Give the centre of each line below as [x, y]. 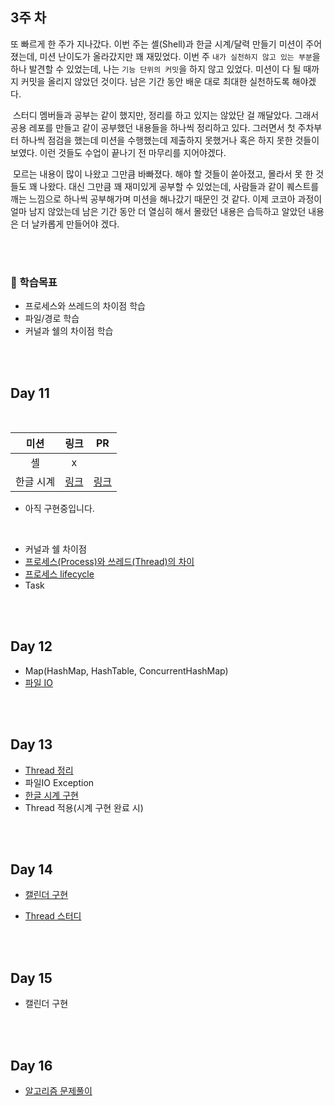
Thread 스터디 [53, 916]
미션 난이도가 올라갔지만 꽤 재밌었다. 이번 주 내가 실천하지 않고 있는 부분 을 [180, 56]
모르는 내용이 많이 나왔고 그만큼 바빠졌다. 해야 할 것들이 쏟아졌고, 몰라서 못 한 [163, 174]
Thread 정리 [49, 770]
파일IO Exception [59, 782]
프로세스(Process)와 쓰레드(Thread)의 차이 [109, 561]
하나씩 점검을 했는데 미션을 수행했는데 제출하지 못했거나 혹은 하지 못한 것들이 [170, 140]
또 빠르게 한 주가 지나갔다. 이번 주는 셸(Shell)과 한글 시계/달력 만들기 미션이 [157, 44]
